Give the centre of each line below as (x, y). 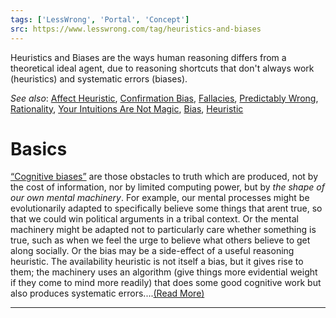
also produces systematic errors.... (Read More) (107, 293)
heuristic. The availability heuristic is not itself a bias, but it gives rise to (157, 262)
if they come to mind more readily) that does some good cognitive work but (166, 283)
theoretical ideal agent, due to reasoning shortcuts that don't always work (162, 68)
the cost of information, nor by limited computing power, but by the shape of (167, 187)
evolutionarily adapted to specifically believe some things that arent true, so (166, 208)
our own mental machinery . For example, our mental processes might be (160, 198)
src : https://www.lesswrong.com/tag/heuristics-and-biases (136, 29)
